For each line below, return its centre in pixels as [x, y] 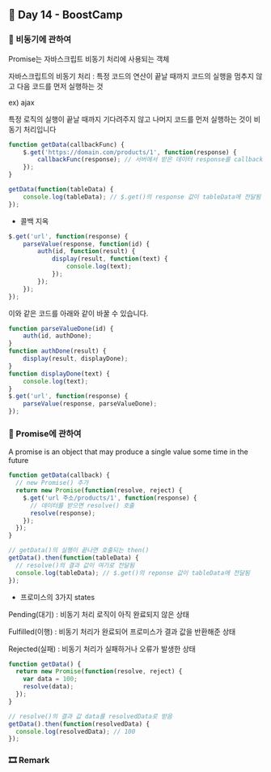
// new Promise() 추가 [52, 483]
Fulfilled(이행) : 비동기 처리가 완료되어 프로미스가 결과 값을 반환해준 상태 [122, 631]
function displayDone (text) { [59, 374]
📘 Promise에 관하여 [45, 433]
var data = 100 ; [51, 679]
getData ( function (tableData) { [61, 190]
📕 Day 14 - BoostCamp [66, 15]
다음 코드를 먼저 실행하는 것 [60, 86]
